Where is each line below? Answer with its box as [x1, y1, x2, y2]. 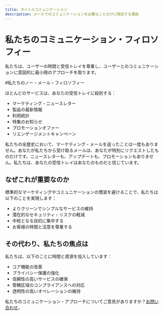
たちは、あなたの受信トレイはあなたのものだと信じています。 [18, 159, 142, 166]
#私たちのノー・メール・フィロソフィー [5, 80, 85, 86]
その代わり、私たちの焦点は [5, 239, 89, 248]
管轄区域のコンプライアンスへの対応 [12, 282, 85, 288]
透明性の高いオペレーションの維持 [12, 288, 81, 294]
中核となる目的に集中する [12, 218, 64, 224]
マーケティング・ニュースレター [12, 100, 76, 106]
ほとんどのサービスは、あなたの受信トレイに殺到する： [5, 90, 116, 96]
